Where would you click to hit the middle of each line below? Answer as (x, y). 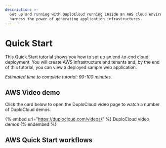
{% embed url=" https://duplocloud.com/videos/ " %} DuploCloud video (77, 119)
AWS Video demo (33, 92)
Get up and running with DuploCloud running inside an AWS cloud (78, 14)
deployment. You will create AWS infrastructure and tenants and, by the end (82, 62)
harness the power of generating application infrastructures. (76, 19)
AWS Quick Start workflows (49, 140)
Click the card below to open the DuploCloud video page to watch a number (83, 105)
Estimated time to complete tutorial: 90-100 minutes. (59, 77)
